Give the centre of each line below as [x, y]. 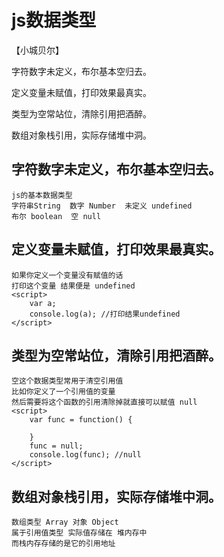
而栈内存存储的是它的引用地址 [63, 544]
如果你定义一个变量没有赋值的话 [67, 275]
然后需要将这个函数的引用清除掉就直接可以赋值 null [104, 402]
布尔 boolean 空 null [56, 216]
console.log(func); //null [85, 455]
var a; [43, 303]
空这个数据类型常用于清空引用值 [67, 381]
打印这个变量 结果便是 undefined [73, 286]
